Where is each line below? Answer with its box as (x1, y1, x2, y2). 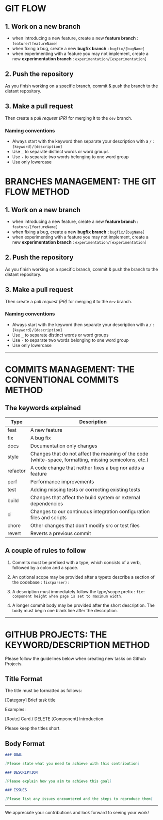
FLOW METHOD (5, 186, 70, 198)
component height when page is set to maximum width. (12, 594, 123, 599)
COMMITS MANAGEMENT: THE (5, 364, 135, 375)
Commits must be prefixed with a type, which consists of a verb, (12, 559, 141, 565)
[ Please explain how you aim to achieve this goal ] (5, 779, 112, 784)
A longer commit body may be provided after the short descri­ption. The (12, 602, 155, 608)
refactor (7, 467, 26, 474)
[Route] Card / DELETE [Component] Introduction (5, 716, 103, 722)
